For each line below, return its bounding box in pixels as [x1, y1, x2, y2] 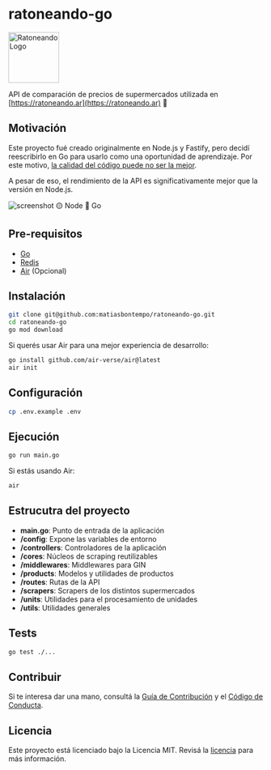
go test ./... [8, 648, 57, 656]
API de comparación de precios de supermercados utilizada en [8, 89, 218, 99]
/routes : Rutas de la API [19, 576, 100, 587]
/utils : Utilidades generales [19, 602, 111, 612]
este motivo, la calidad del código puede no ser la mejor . [8, 160, 197, 170]
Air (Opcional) [19, 266, 67, 275]
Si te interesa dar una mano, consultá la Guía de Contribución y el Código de [8, 691, 264, 701]
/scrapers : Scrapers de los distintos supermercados [19, 585, 196, 595]
